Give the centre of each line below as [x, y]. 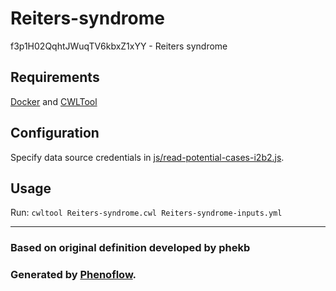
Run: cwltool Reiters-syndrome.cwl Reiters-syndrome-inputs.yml [146, 213]
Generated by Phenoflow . [73, 275]
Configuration [55, 133]
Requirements [55, 77]
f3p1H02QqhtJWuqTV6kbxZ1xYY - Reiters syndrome [119, 46]
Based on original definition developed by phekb [130, 248]
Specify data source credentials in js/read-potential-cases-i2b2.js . [147, 157]
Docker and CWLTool [54, 101]
